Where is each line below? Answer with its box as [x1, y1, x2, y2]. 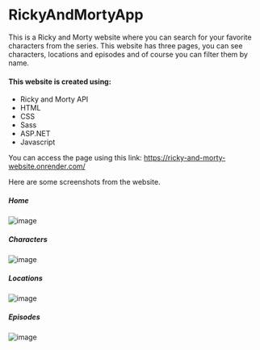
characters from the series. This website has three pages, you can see [8, 40, 243, 50]
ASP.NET [19, 129, 51, 139]
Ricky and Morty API [19, 94, 89, 104]
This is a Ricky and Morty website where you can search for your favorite [8, 32, 252, 42]
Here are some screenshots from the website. [8, 177, 161, 187]
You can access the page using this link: [8, 153, 143, 163]
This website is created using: [8, 77, 111, 86]
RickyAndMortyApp [8, 6, 144, 24]
